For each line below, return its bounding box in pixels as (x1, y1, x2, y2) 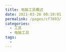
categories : (5, 21, 30, 26)
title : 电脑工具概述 (5, 7, 43, 12)
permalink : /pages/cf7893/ (5, 16, 61, 21)
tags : (5, 35, 16, 40)
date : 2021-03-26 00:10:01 (5, 12, 61, 17)
